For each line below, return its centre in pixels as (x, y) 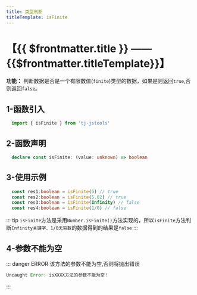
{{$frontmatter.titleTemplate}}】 (88, 63)
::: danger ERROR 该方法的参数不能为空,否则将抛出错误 (73, 263)
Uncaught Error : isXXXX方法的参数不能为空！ (58, 275)
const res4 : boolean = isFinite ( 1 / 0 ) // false (69, 208)
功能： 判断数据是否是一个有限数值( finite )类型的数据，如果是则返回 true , (96, 81)
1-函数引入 (25, 109)
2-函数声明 (26, 143)
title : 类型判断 (24, 12)
